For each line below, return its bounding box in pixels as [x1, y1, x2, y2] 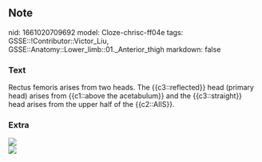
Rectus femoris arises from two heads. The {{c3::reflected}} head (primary [8, 83, 254, 93]
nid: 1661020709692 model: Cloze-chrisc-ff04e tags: [8, 27, 184, 37]
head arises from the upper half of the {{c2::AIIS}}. [8, 100, 175, 109]
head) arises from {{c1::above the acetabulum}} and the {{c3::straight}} [8, 91, 242, 101]
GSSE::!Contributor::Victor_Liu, [8, 36, 109, 45]
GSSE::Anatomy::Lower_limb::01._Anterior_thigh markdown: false [8, 44, 221, 54]
